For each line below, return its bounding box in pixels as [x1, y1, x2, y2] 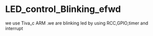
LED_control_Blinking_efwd [5, 3, 121, 15]
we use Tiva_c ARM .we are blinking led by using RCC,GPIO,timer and [5, 20, 148, 26]
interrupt [5, 25, 23, 31]
